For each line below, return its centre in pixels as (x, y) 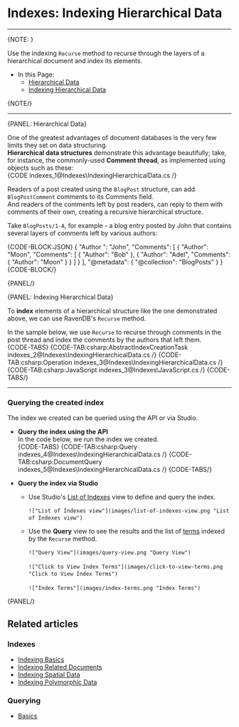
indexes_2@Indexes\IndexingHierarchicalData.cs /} (82, 355)
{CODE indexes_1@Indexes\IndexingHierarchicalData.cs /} (92, 175)
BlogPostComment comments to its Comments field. (81, 196)
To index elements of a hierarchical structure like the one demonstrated (112, 311)
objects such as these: (40, 168)
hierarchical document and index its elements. (75, 60)
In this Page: (36, 74)
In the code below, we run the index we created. (88, 439)
